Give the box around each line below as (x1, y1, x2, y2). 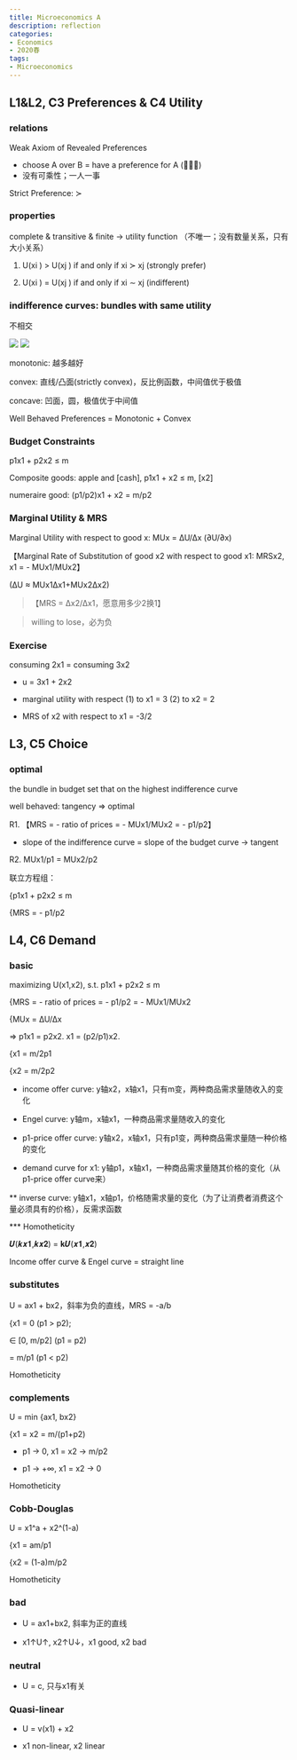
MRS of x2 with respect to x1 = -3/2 (21, 711, 152, 722)
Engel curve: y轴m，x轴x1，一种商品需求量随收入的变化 (21, 1114, 226, 1125)
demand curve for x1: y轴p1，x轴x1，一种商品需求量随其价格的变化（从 (21, 1163, 281, 1173)
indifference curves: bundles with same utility (9, 299, 212, 312)
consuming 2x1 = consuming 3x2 (9, 659, 130, 670)
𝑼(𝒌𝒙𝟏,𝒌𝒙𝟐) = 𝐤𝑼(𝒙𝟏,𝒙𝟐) (9, 1239, 98, 1250)
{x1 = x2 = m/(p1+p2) (9, 1429, 86, 1440)
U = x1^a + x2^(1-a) (9, 1523, 80, 1534)
